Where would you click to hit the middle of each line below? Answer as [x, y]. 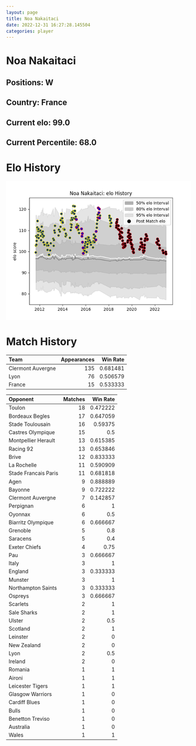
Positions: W [30, 82]
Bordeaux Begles [29, 416]
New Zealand [25, 645]
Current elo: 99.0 [38, 123]
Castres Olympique [32, 432]
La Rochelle [23, 465]
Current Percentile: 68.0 [51, 142]
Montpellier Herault [32, 441]
